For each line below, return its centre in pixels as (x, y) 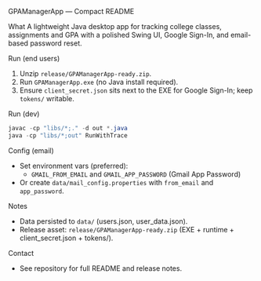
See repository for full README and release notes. (101, 268)
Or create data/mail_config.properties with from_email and (116, 182)
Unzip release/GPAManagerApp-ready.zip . (85, 73)
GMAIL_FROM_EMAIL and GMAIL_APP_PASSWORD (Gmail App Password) (136, 174)
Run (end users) (34, 58)
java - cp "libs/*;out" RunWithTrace (68, 135)
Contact (21, 253)
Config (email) (31, 150)
